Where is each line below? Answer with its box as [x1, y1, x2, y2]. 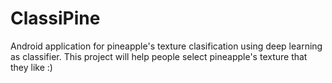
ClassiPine [10, 7, 101, 30]
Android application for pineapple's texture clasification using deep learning [10, 40, 323, 52]
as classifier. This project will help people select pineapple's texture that [10, 50, 308, 62]
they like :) [10, 61, 53, 73]
